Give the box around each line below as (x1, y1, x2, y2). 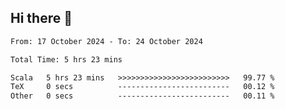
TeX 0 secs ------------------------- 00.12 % (10, 82, 275, 92)
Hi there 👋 (10, 10, 73, 27)
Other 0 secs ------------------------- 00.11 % (10, 91, 275, 101)
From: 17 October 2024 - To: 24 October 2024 (10, 36, 203, 46)
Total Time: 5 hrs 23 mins (10, 54, 123, 65)
